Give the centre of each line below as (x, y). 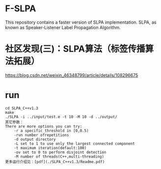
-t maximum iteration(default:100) (50, 148)
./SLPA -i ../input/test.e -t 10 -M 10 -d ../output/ (61, 117)
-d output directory (35, 139)
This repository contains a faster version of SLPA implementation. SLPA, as (81, 22)
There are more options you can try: (44, 126)
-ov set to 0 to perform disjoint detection (60, 152)
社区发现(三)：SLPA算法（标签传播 (75, 49)
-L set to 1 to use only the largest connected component (74, 143)
